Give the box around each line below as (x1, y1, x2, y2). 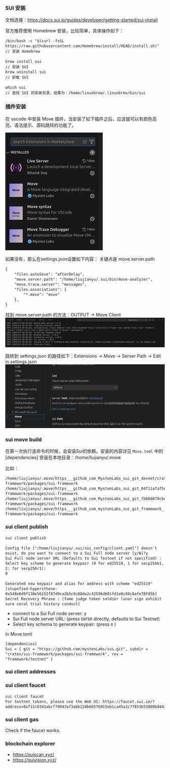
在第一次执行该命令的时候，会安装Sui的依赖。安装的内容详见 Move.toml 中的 (5, 448, 163, 455)
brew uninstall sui (5, 69, 47, 75)
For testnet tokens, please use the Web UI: (5, 699, 101, 704)
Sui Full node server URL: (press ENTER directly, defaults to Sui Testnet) (12, 615, 160, 622)
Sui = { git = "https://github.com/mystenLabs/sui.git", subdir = (5, 646, 148, 651)
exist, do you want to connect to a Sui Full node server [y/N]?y (5, 550, 148, 556)
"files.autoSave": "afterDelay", (14, 271, 85, 277)
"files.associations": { (14, 287, 67, 292)
